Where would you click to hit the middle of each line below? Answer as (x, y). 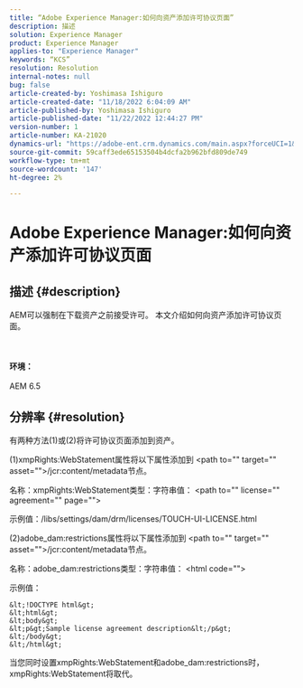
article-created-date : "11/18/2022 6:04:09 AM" (101, 102)
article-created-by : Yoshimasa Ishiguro (87, 93)
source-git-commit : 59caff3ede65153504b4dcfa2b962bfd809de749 (129, 152)
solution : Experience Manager (66, 34)
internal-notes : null (50, 77)
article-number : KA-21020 (58, 136)
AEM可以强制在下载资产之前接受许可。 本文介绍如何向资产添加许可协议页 (146, 315)
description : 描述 (42, 26)
